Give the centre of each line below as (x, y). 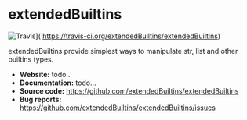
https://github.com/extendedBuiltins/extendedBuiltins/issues (117, 108)
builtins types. (31, 59)
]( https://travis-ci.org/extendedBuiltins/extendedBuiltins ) (128, 36)
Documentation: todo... (58, 83)
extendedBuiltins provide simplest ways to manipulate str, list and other (123, 51)
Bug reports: (40, 99)
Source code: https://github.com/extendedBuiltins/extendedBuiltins (129, 90)
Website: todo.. (45, 74)
